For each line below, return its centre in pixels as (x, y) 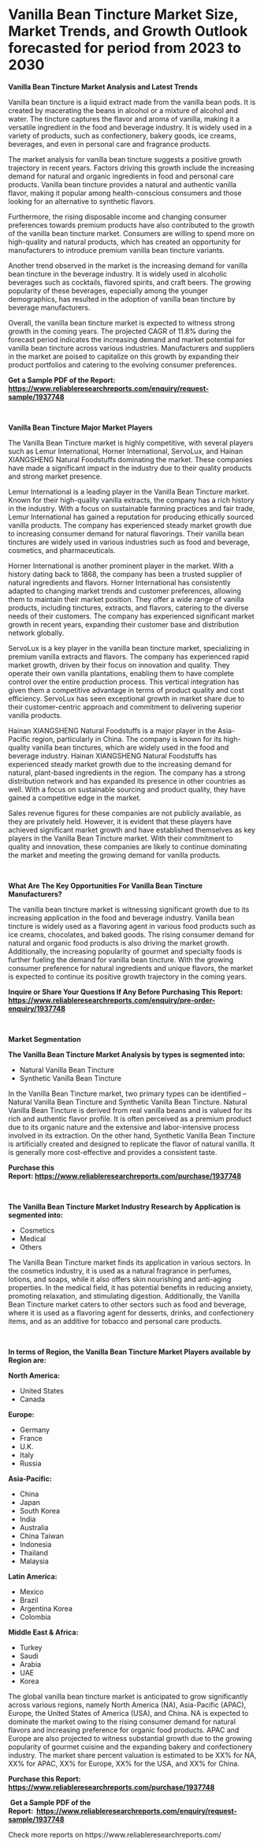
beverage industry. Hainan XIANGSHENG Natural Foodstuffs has (113, 755)
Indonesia (35, 1544)
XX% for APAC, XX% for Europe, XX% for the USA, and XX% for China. (124, 1763)
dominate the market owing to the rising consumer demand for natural (122, 1721)
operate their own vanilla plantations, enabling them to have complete (121, 673)
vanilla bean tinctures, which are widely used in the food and (130, 747)
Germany (34, 1429)
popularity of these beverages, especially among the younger (108, 291)
